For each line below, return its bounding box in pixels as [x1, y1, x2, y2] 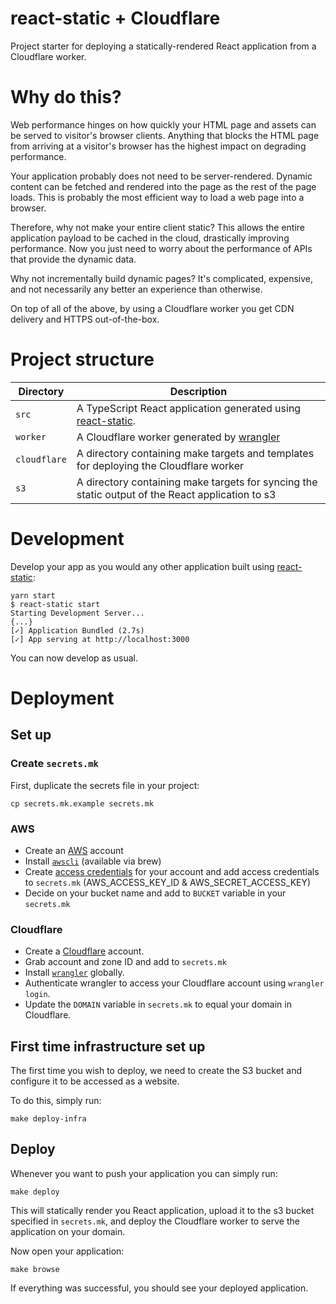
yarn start [10, 590, 56, 601]
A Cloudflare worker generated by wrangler [76, 430, 281, 444]
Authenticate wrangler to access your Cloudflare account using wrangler [24, 977, 325, 989]
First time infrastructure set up [10, 1038, 206, 1055]
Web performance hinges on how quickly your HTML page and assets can [10, 118, 317, 131]
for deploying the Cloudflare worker [76, 458, 245, 472]
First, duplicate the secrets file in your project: [10, 779, 200, 791]
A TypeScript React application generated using [76, 401, 302, 415]
